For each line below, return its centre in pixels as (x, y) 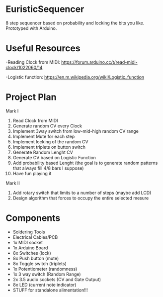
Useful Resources (43, 49)
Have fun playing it (32, 173)
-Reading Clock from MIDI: (33, 62)
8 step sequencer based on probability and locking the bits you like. (75, 23)
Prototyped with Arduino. (31, 28)
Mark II (13, 183)
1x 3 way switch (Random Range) (47, 274)
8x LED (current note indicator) (44, 285)
